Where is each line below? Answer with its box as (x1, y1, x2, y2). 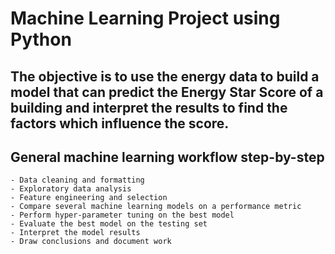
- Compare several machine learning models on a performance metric (10, 202, 302, 212)
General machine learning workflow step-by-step (10, 148, 325, 166)
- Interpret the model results (10, 228, 141, 238)
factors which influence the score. (10, 115, 230, 132)
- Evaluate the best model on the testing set (10, 219, 208, 229)
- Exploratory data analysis (10, 184, 132, 194)
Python (10, 28, 72, 51)
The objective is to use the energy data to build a (10, 68, 320, 85)
